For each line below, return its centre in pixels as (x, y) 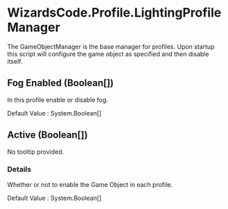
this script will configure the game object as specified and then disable (108, 54)
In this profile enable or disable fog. (58, 100)
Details (19, 170)
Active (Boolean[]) (47, 135)
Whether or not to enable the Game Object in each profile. (90, 184)
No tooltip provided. (36, 152)
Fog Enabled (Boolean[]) (61, 83)
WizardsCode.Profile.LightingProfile (114, 13)
